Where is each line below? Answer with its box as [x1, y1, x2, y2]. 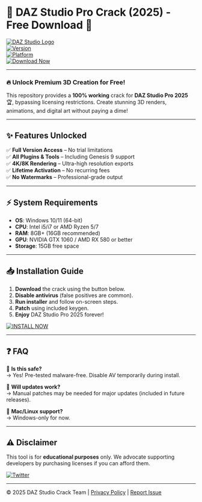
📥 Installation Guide [6, 266, 84, 277]
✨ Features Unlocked [6, 130, 87, 140]
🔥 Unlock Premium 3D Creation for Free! [6, 78, 126, 86]
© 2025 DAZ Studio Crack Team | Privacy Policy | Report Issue [6, 489, 162, 496]
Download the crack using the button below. [14, 285, 126, 292]
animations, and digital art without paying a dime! [6, 107, 128, 115]
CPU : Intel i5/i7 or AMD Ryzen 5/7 [14, 223, 99, 230]
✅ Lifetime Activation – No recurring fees [6, 167, 110, 174]
